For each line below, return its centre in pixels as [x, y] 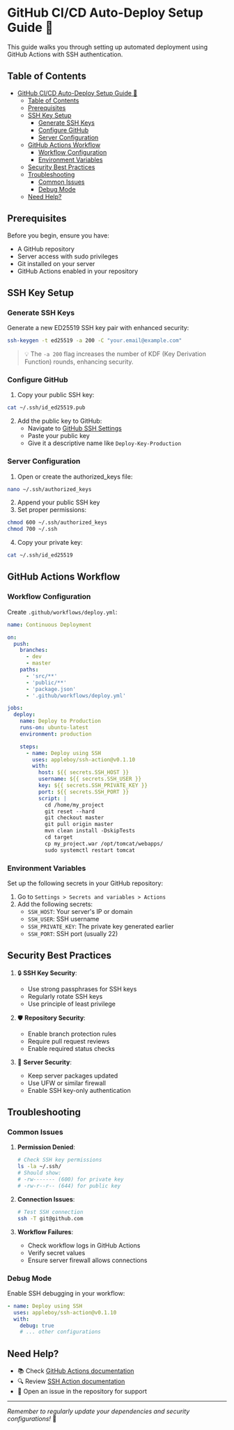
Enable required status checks [71, 1048]
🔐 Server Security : [44, 1062]
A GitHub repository [46, 249]
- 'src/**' [41, 676]
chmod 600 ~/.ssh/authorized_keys [57, 523]
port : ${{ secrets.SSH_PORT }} [84, 792]
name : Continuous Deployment [49, 625]
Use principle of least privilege [72, 1004]
